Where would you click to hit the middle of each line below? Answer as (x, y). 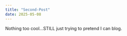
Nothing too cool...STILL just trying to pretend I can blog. (64, 28)
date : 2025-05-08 (23, 14)
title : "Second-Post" (28, 10)
